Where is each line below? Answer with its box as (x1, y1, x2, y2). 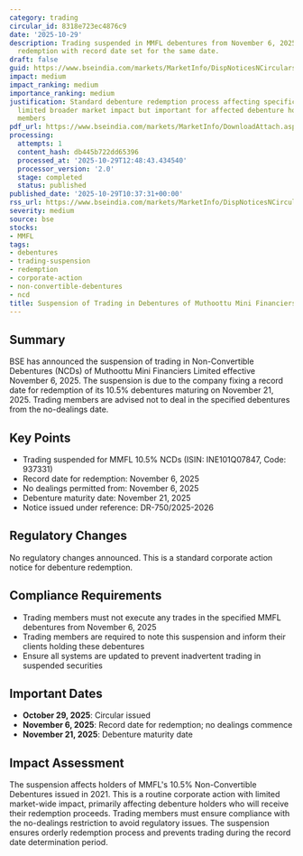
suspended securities (22, 660, 104, 671)
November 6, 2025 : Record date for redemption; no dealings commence (22, 720, 293, 730)
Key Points (9, 430, 71, 445)
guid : (9, 64, 30, 73)
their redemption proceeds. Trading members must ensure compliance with (9, 808, 290, 819)
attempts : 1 (17, 139, 63, 148)
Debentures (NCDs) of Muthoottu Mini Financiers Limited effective (9, 366, 255, 377)
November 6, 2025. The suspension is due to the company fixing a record (9, 376, 284, 386)
